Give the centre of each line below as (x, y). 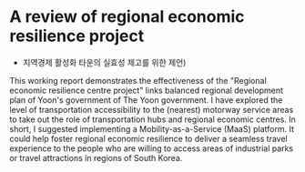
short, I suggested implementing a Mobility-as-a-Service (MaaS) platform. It (152, 128)
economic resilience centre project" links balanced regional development (147, 90)
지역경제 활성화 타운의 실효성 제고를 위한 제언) (104, 62)
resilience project (77, 36)
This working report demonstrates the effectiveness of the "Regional (138, 80)
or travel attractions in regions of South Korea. (96, 157)
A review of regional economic (127, 17)
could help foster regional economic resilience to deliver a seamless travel (149, 138)
